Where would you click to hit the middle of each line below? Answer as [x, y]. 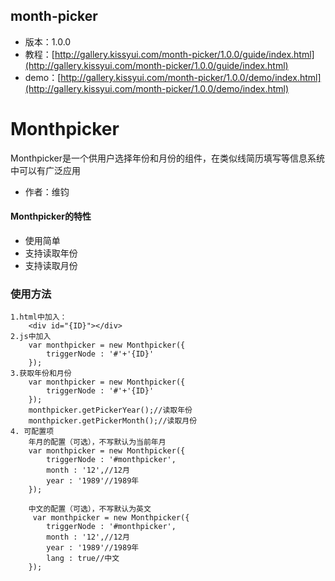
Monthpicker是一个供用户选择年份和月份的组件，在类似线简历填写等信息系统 [167, 158]
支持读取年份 [51, 253]
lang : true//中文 [83, 559]
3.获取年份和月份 [41, 374]
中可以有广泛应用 [45, 170]
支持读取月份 [51, 265]
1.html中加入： [39, 317]
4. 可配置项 [32, 432]
